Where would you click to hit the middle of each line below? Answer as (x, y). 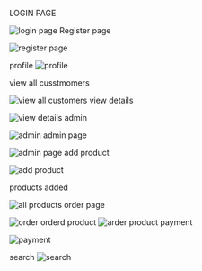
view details (111, 100)
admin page (65, 135)
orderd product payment (116, 222)
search (22, 257)
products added (39, 187)
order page (84, 205)
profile (22, 65)
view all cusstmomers (49, 83)
